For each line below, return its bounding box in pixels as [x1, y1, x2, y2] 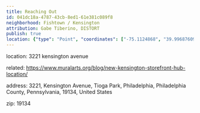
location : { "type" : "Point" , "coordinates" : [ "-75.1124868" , [6, 36, 161, 42]
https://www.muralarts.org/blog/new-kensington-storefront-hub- [26, 64, 186, 71]
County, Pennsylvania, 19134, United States [6, 89, 112, 95]
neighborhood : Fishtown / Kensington [6, 20, 100, 26]
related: [6, 64, 25, 71]
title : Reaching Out [6, 8, 58, 15]
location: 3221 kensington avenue [6, 53, 89, 59]
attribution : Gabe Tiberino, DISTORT [6, 25, 100, 32]
